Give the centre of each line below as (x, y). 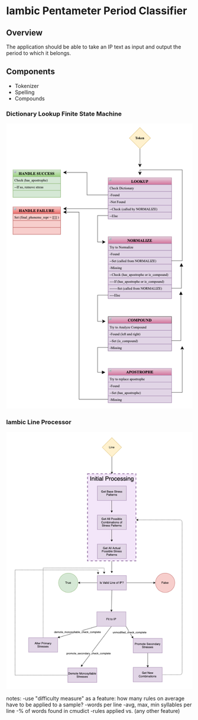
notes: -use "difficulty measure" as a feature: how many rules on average (95, 699)
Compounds (30, 98)
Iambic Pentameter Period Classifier (97, 11)
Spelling (25, 92)
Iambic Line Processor (39, 422)
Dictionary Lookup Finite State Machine (64, 113)
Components (30, 72)
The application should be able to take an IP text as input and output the (94, 47)
